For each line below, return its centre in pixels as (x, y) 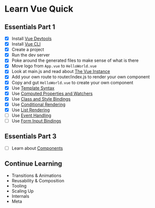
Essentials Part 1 (30, 27)
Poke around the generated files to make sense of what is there (75, 61)
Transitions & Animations (36, 175)
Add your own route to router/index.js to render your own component (81, 77)
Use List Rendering (31, 110)
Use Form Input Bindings (36, 121)
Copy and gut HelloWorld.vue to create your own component (72, 82)
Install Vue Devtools (32, 38)
